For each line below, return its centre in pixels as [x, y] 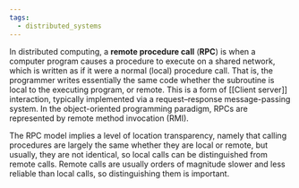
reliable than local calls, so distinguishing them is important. [120, 173]
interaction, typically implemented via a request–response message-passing [150, 98]
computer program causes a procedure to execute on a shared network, [142, 61]
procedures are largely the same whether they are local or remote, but [139, 145]
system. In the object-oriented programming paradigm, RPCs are [128, 108]
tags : [19, 17]
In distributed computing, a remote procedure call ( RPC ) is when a [132, 51]
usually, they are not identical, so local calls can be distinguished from [139, 154]
